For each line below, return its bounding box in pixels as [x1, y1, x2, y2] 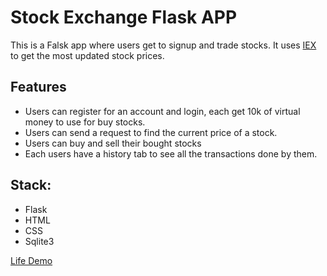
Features [10, 79, 67, 96]
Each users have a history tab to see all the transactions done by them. [24, 147, 318, 160]
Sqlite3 [24, 235, 55, 247]
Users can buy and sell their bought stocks [24, 137, 202, 149]
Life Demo [10, 254, 53, 266]
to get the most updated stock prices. [10, 49, 165, 61]
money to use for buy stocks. [24, 116, 146, 128]
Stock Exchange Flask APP [10, 6, 238, 29]
